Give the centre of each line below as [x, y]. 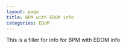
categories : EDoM [28, 23]
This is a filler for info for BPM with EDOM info [63, 40]
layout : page [23, 12]
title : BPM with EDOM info [40, 17]
